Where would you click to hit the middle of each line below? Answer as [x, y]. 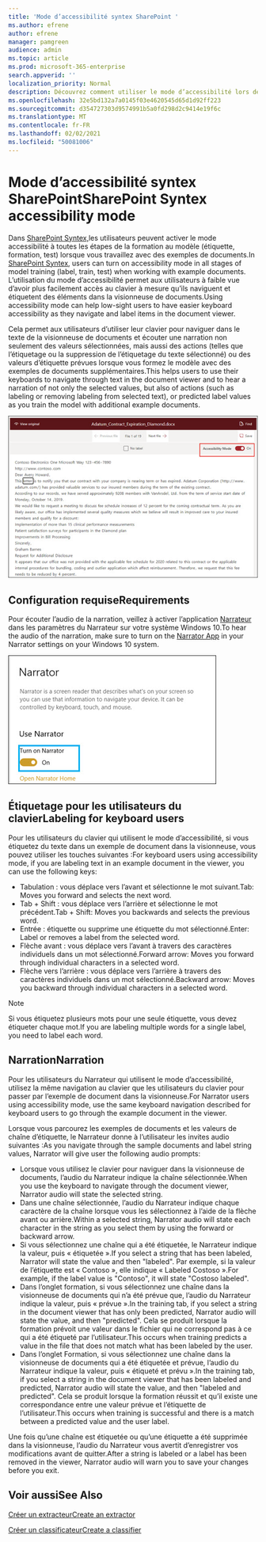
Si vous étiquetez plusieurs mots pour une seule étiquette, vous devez [123, 1018]
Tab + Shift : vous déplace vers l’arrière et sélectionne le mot [119, 904]
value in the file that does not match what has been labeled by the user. [136, 1346]
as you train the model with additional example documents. [104, 405]
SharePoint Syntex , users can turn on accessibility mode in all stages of [125, 263]
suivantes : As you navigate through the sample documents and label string [130, 1145]
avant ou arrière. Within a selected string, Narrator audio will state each [135, 1219]
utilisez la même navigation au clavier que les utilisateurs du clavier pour [126, 1087]
